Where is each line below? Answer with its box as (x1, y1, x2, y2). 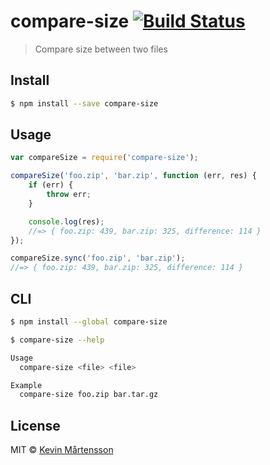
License (10, 417, 61, 434)
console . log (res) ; (28, 216, 105, 227)
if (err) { (28, 180, 74, 190)
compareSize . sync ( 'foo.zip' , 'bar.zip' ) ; (10, 253, 186, 264)
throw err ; (46, 190, 92, 200)
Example (10, 380, 43, 390)
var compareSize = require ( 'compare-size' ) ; (10, 153, 199, 163)
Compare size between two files (34, 43, 168, 55)
